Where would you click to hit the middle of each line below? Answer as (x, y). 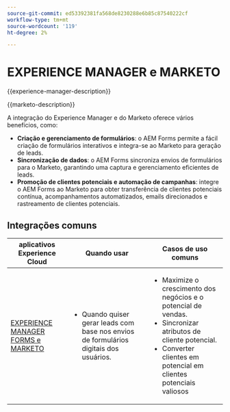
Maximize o (180, 280)
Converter (178, 348)
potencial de (182, 306)
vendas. (175, 314)
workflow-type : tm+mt (38, 20)
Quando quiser (106, 314)
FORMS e (26, 340)
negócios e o (183, 297)
